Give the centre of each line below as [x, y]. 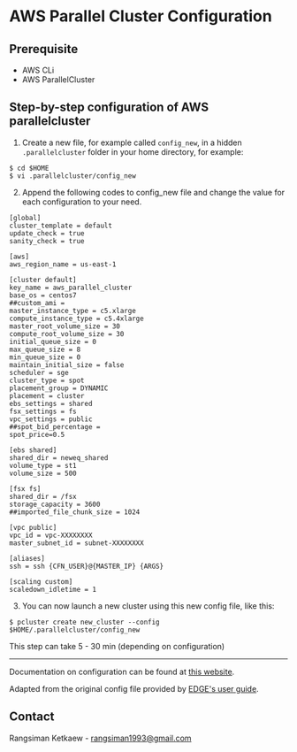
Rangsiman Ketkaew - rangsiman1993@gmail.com [100, 738]
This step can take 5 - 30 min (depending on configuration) [117, 646]
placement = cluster [47, 395]
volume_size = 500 [43, 473]
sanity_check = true [47, 241]
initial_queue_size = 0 [53, 341]
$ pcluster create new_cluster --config [85, 622]
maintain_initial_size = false [67, 364]
